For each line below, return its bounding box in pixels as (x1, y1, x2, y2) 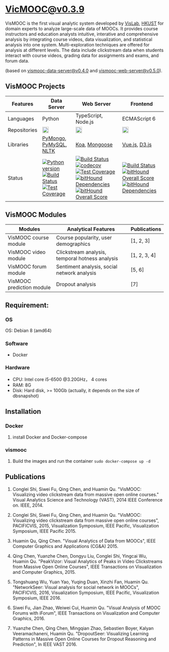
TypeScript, (75, 112, 103, 119)
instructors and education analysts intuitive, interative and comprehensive (5, 31, 158, 37)
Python (42, 115, 59, 122)
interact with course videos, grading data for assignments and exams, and (5, 52, 159, 59)
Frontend (130, 100, 153, 107)
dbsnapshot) (12, 393, 39, 399)
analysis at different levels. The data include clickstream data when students (5, 47, 164, 53)
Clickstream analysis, (56, 248, 107, 255)
